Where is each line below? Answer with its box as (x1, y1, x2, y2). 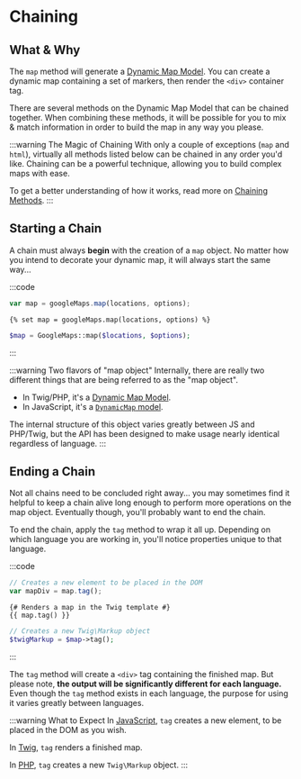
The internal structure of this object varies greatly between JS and (9, 419, 255, 430)
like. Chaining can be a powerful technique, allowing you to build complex (9, 159, 282, 168)
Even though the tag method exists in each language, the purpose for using (9, 687, 289, 699)
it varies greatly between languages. (9, 697, 145, 708)
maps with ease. (9, 168, 70, 178)
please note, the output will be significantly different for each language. (9, 678, 282, 689)
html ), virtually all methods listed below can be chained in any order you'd (9, 149, 283, 159)
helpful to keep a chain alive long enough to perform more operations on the (9, 497, 292, 508)
